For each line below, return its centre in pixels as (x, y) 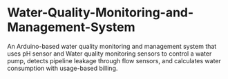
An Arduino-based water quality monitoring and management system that (112, 46)
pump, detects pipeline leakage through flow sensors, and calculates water (114, 60)
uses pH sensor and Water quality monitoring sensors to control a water (110, 54)
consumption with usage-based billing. (63, 68)
